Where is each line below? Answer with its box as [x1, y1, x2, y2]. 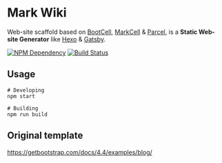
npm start [7, 93, 36, 99]
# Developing [7, 86, 45, 94]
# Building [7, 105, 39, 112]
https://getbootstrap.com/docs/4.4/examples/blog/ [7, 148, 153, 156]
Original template [7, 130, 83, 142]
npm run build [7, 111, 48, 118]
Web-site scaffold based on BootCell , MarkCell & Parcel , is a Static [7, 28, 198, 36]
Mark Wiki [7, 5, 67, 21]
